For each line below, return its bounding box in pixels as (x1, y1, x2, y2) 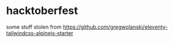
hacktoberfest (6, 4, 78, 17)
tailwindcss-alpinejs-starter (6, 29, 74, 36)
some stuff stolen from (6, 23, 62, 30)
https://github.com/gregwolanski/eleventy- (62, 23, 168, 30)
